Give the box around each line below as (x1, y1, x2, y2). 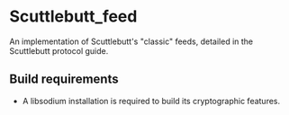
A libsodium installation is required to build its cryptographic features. (22, 95, 281, 106)
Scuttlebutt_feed (9, 6, 138, 27)
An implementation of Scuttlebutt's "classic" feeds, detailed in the (9, 36, 254, 47)
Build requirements (9, 72, 119, 87)
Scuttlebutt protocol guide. (9, 45, 109, 56)
